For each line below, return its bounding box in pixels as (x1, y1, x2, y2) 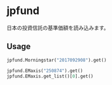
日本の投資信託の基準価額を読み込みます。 (6, 24, 109, 31)
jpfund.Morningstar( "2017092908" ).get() (6, 57, 107, 63)
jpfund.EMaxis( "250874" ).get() (6, 67, 83, 74)
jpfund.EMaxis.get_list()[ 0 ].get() (6, 73, 94, 79)
